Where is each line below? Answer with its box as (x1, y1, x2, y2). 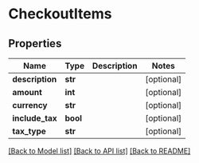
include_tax (12, 113, 57, 124)
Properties (8, 37, 62, 50)
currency (12, 100, 48, 110)
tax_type (12, 125, 46, 137)
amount (12, 87, 42, 97)
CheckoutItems (8, 5, 113, 23)
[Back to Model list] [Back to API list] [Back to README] (8, 146, 191, 156)
